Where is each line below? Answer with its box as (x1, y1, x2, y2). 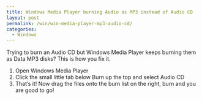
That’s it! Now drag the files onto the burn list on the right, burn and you (15, 80, 196, 88)
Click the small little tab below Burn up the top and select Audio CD (15, 74, 185, 81)
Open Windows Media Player (15, 67, 89, 74)
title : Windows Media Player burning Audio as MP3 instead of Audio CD (6, 9, 193, 15)
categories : (6, 26, 37, 33)
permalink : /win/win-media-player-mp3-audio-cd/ (6, 20, 133, 26)
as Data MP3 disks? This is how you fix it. (6, 55, 111, 63)
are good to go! (15, 87, 54, 94)
